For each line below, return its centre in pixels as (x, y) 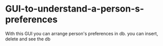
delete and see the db (28, 39)
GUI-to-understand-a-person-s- (75, 9)
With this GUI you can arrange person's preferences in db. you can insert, (82, 33)
